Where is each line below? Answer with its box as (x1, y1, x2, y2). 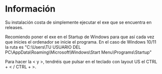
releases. (5, 24, 23, 30)
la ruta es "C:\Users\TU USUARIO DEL (5, 44, 81, 50)
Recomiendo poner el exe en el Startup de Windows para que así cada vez (5, 34, 155, 40)
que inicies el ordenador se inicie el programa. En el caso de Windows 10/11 (5, 39, 157, 44)
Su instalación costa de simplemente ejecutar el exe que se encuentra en (5, 19, 152, 25)
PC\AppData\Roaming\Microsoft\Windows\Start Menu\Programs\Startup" (5, 49, 152, 55)
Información (5, 3, 56, 15)
